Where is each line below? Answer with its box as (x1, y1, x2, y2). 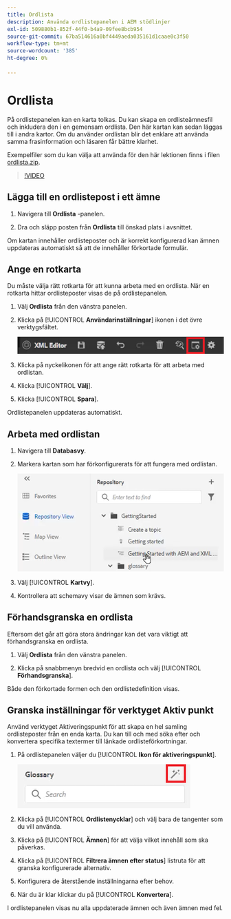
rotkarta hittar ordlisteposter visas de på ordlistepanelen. (7, 289, 168, 298)
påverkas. (16, 843, 46, 851)
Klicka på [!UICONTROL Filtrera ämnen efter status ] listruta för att (16, 856, 206, 865)
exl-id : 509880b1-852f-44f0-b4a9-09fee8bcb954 (7, 25, 143, 32)
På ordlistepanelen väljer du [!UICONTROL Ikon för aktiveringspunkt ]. (16, 751, 217, 759)
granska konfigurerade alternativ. (16, 864, 112, 872)
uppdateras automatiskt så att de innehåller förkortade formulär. (7, 243, 188, 251)
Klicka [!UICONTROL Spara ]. (16, 395, 98, 403)
